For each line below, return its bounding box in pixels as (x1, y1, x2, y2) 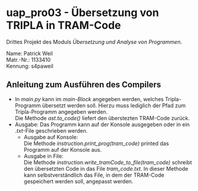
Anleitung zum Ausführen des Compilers (6, 80, 162, 90)
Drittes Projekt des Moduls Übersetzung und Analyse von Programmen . (6, 38, 182, 45)
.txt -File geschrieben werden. (14, 127, 88, 134)
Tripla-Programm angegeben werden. (14, 108, 108, 115)
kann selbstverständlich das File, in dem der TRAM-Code (23, 171, 165, 179)
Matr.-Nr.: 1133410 (6, 56, 51, 63)
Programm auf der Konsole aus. (23, 146, 102, 153)
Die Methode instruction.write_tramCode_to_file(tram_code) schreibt (23, 158, 192, 166)
